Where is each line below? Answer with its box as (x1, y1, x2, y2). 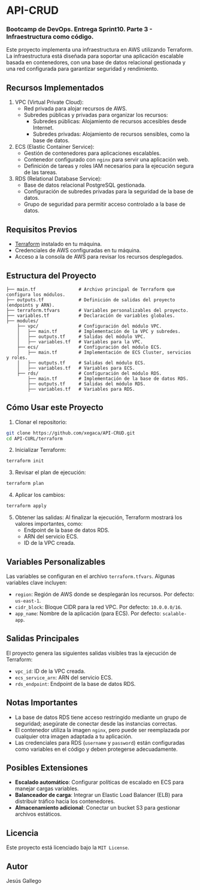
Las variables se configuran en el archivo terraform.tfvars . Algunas (6, 573, 175, 580)
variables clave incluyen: (6, 579, 67, 586)
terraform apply (6, 503, 47, 509)
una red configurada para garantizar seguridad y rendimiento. (6, 65, 159, 73)
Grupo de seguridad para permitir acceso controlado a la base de (23, 200, 186, 208)
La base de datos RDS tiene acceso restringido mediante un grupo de (14, 714, 187, 721)
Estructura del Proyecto (6, 271, 97, 281)
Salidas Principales (6, 634, 80, 644)
